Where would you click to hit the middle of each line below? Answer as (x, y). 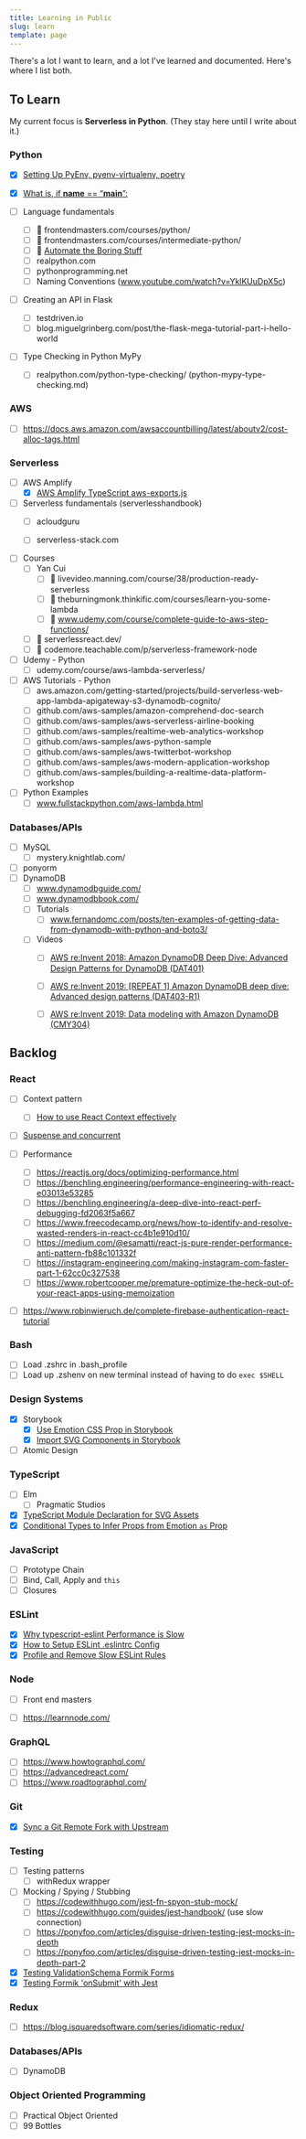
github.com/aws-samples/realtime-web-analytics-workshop (150, 732)
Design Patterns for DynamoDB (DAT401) (127, 968)
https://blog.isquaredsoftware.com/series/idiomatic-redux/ (133, 2027)
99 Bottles (42, 2125)
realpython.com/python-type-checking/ (111, 375)
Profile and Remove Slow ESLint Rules (94, 1655)
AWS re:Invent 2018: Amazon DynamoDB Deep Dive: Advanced (169, 957)
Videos (50, 939)
